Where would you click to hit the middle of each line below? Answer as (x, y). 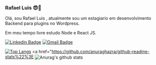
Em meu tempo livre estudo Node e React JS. (51, 33)
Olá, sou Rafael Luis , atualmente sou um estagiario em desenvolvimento (78, 18)
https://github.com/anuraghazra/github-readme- (101, 52)
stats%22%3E (20, 57)
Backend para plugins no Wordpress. (42, 23)
